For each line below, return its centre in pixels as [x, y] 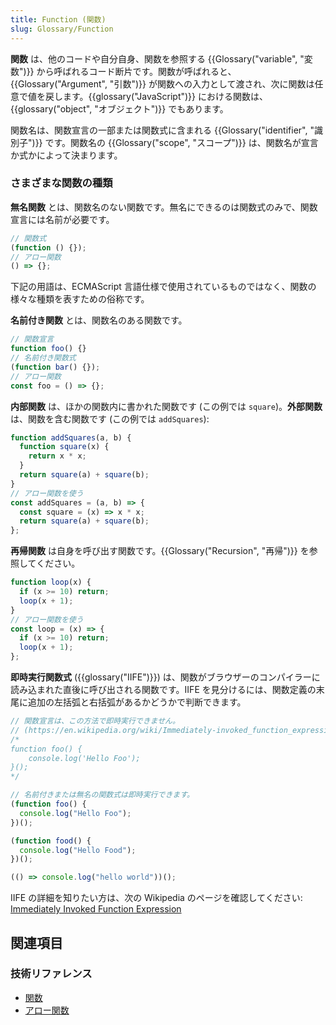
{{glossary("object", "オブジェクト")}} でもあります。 [119, 108]
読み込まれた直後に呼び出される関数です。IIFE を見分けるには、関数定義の [163, 690]
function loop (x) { [51, 582]
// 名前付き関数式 [43, 358]
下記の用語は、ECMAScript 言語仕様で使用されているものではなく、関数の [163, 287]
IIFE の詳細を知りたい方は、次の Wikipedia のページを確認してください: [156, 898]
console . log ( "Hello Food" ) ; [78, 850]
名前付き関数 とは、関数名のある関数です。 [99, 320]
